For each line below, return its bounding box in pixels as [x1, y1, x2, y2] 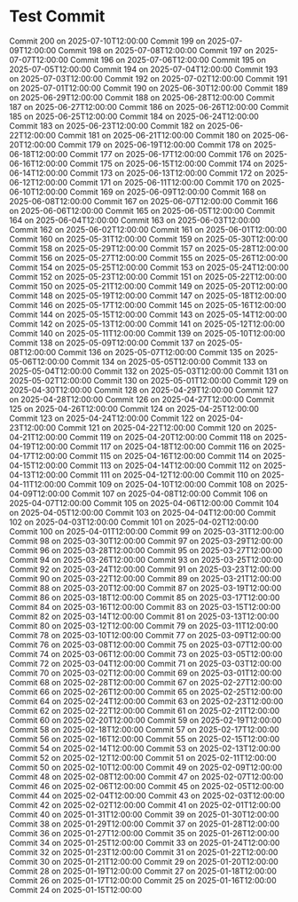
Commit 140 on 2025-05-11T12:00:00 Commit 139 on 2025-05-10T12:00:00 [9, 328, 286, 338]
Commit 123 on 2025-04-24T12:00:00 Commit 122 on [9, 413, 206, 423]
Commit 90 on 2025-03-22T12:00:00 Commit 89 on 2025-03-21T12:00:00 [9, 573, 282, 583]
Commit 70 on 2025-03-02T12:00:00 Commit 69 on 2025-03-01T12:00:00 [9, 668, 282, 678]
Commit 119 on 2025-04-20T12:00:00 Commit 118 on [69, 431, 263, 442]
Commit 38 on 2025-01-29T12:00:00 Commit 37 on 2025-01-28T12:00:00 [9, 819, 280, 829]
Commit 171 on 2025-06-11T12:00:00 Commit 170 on [69, 177, 261, 187]
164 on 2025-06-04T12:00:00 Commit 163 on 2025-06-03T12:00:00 [9, 215, 261, 225]
